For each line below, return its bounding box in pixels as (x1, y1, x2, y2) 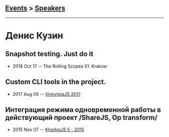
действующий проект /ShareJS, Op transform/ (5, 113, 157, 122)
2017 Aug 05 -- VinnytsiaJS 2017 (12, 91, 81, 97)
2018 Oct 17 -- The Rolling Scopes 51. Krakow (12, 63, 107, 69)
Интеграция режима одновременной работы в (5, 105, 161, 114)
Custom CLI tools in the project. (5, 78, 107, 86)
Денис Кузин (5, 30, 63, 41)
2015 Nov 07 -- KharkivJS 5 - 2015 (12, 126, 84, 132)
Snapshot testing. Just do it (5, 50, 94, 58)
